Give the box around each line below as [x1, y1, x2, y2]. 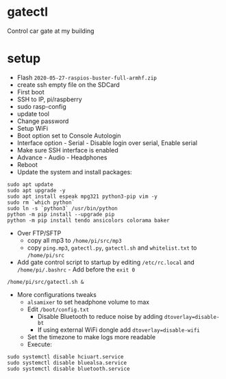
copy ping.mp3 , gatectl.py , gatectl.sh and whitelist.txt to [27, 244, 197, 252]
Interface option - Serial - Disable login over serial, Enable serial [16, 138, 197, 147]
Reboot [16, 160, 38, 168]
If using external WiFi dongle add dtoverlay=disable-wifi [37, 326, 200, 334]
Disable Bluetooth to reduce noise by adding [37, 312, 163, 320]
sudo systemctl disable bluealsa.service [7, 359, 127, 366]
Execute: [27, 340, 53, 348]
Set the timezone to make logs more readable [27, 332, 156, 341]
